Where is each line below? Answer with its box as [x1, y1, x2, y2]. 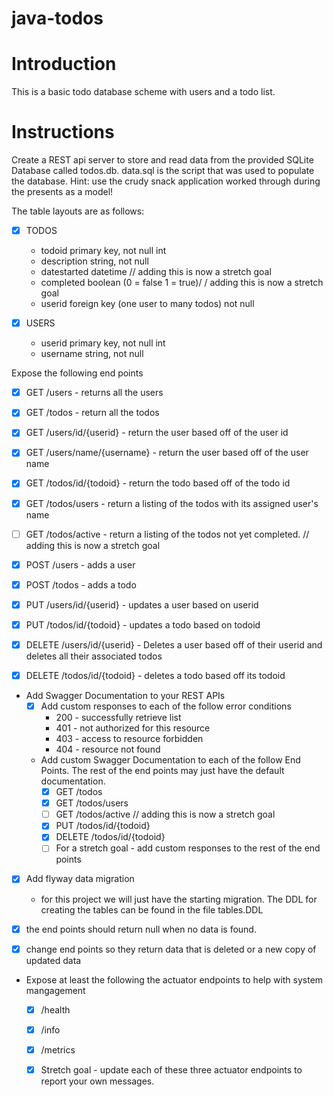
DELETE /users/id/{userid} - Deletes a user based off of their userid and [25, 638, 323, 651]
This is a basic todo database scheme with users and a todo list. [11, 86, 276, 98]
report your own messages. [40, 1075, 155, 1087]
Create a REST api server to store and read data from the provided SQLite [11, 154, 314, 166]
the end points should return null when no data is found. [25, 923, 257, 935]
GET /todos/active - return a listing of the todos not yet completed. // [25, 528, 310, 540]
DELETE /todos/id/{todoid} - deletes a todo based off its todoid [25, 669, 286, 681]
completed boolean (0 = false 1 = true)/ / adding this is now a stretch [40, 277, 324, 289]
